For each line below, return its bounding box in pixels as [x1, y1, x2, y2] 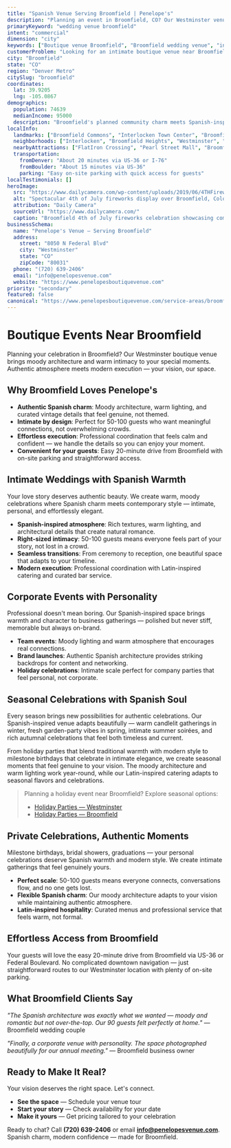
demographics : [7, 100, 48, 107]
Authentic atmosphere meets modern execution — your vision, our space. [7, 364, 217, 373]
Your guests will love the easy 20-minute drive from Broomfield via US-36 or [7, 951, 224, 959]
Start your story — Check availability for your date [16, 1105, 162, 1114]
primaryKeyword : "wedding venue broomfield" [7, 23, 137, 30]
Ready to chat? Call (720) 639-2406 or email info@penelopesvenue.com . [7, 1125, 220, 1134]
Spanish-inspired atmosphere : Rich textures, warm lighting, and [16, 520, 201, 528]
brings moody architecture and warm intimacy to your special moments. [7, 357, 211, 365]
